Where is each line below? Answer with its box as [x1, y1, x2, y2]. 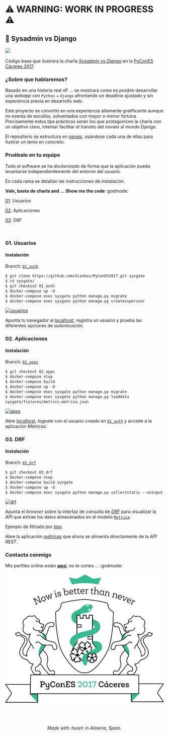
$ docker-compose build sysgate [5, 480, 73, 485]
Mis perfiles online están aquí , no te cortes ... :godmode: [5, 563, 123, 569]
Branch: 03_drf [5, 459, 36, 465]
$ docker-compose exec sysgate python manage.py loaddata [5, 394, 129, 399]
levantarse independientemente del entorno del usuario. [5, 168, 122, 174]
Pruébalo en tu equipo [5, 152, 60, 159]
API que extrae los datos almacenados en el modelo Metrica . [5, 513, 131, 520]
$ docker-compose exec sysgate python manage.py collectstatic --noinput [5, 490, 163, 495]
